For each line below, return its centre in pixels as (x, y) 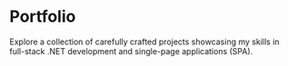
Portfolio (43, 17)
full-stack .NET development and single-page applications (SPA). (131, 51)
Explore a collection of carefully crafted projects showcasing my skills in (144, 42)
